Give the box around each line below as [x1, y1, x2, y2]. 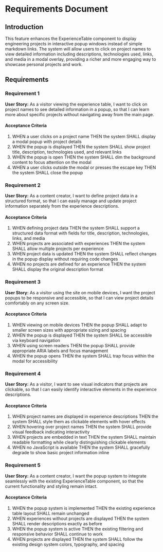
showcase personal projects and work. [5, 62, 83, 67]
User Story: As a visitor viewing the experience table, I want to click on [5, 101, 147, 107]
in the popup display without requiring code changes [12, 256, 118, 262]
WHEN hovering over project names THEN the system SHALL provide [12, 424, 152, 430]
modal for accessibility [12, 358, 58, 364]
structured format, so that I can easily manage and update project [5, 198, 137, 204]
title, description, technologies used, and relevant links [12, 149, 122, 155]
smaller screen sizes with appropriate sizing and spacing [12, 327, 127, 333]
